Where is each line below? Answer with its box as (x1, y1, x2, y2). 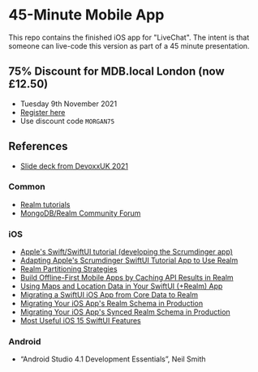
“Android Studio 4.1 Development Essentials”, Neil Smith (19, 354, 206, 364)
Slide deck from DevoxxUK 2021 (19, 160, 128, 171)
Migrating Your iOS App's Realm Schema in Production (19, 298, 204, 309)
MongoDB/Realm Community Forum (19, 208, 141, 218)
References (8, 139, 68, 153)
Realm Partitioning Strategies (19, 264, 118, 274)
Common (8, 181, 46, 192)
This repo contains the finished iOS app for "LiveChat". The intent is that (8, 32, 250, 42)
